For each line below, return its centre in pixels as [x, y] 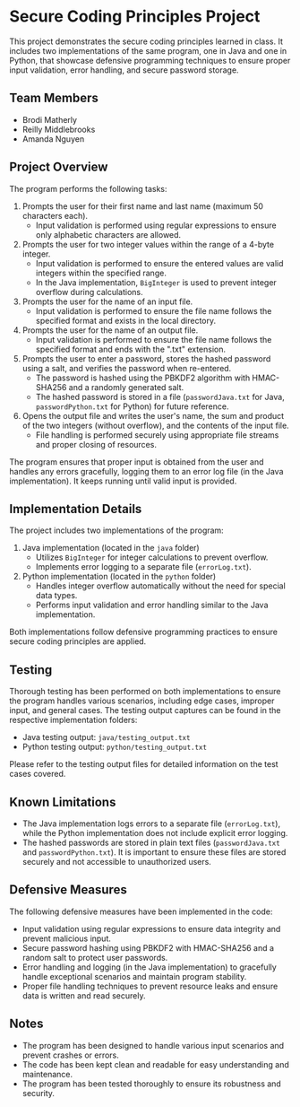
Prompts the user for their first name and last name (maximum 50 [143, 206]
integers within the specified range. [101, 273]
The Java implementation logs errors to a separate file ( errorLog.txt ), [151, 824]
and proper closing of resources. [96, 444]
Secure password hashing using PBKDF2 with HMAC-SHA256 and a [148, 947]
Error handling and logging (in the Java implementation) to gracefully [150, 967]
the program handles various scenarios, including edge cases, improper [142, 701]
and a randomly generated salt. [126, 387]
